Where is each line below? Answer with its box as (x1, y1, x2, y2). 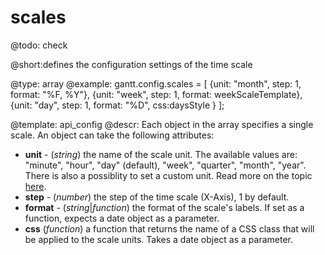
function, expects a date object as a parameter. (24, 212, 220, 224)
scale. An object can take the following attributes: (10, 129, 215, 141)
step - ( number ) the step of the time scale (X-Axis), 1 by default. (24, 191, 290, 203)
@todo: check (10, 39, 68, 51)
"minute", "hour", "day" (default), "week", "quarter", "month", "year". (24, 159, 307, 171)
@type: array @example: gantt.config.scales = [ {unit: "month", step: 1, (10, 77, 302, 90)
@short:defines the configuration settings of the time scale (10, 58, 253, 70)
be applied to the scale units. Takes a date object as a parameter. (24, 233, 293, 245)
